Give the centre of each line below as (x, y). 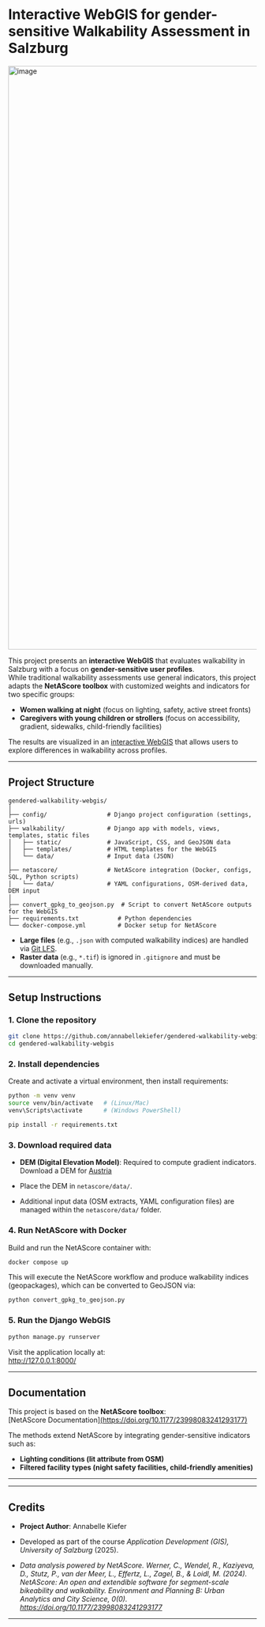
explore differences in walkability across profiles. (88, 750)
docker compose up (38, 1262)
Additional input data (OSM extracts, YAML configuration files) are (127, 1201)
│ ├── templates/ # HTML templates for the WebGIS (112, 849)
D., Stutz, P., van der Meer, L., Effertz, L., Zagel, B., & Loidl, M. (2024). (133, 1574)
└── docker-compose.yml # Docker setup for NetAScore (112, 925)
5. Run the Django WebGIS (60, 1321)
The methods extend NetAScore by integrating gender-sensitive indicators (129, 1435)
